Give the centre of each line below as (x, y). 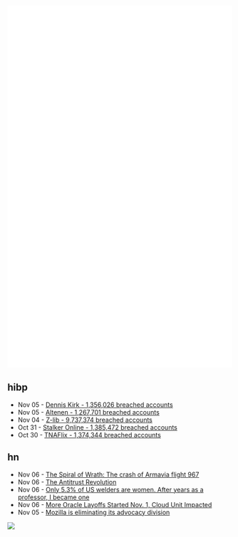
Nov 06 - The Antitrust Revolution (67, 482)
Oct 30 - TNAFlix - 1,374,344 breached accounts (89, 435)
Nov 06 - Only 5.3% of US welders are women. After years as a (111, 489)
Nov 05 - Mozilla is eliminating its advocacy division (94, 512)
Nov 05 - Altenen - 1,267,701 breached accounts (89, 412)
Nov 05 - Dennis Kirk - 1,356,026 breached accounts (95, 405)
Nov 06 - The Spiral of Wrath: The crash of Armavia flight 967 (108, 474)
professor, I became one (53, 497)
